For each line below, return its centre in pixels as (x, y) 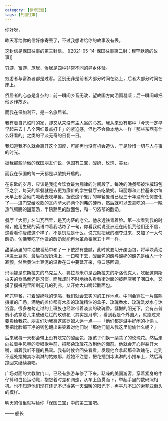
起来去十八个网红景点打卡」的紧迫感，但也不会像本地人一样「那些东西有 (84, 129)
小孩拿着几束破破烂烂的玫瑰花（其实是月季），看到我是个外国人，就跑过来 (85, 314)
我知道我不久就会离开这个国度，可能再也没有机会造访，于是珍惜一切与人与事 (84, 146)
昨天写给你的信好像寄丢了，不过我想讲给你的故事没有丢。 (64, 40)
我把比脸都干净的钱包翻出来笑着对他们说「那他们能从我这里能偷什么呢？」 (82, 327)
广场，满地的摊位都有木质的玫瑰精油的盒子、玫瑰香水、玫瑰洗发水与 (88, 302)
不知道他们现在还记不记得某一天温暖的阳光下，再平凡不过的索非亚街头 (90, 386)
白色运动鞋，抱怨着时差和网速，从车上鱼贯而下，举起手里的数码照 (86, 379)
